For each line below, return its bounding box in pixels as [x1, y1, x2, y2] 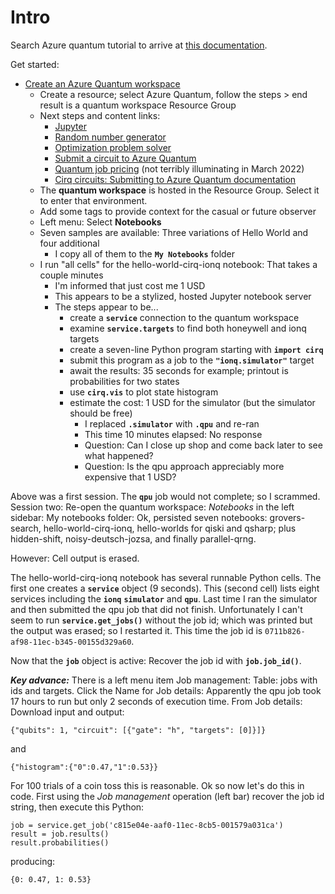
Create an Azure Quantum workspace [24, 77, 181, 90]
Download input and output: [10, 706, 125, 718]
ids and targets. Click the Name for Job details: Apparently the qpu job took [10, 684, 322, 696]
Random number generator [54, 131, 167, 143]
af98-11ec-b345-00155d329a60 [10, 637, 132, 647]
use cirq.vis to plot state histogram [69, 386, 219, 398]
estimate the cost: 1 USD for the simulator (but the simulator [69, 396, 316, 408]
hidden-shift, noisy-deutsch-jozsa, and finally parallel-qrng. [10, 532, 257, 545]
